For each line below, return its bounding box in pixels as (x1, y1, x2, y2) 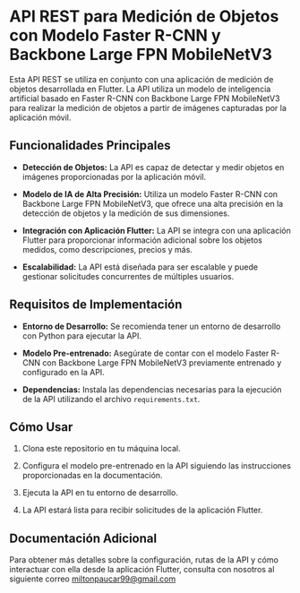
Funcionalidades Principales (9, 138, 171, 153)
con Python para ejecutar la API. (21, 330, 141, 341)
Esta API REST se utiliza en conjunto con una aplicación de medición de (9, 73, 274, 84)
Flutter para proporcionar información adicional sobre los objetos (21, 235, 262, 245)
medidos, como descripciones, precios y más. (21, 244, 193, 254)
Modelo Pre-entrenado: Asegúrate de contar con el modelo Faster (21, 348, 270, 358)
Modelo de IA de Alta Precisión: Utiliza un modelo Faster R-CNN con (21, 188, 279, 199)
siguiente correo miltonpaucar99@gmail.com (9, 573, 176, 584)
